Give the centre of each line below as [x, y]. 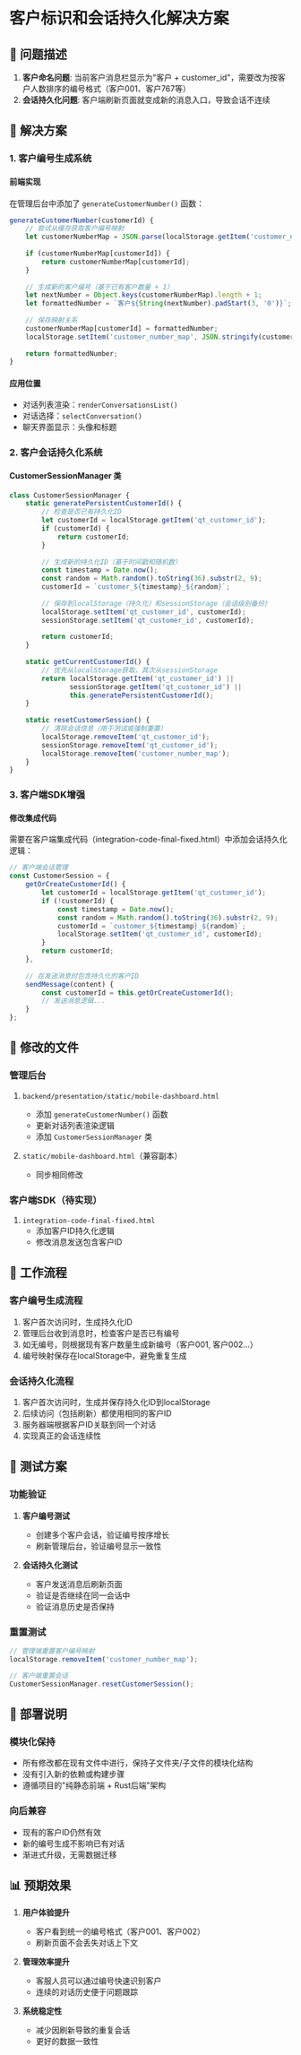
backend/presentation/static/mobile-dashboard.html [120, 1096]
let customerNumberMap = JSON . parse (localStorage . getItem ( [138, 237]
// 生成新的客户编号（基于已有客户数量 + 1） [99, 287]
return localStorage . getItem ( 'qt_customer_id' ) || [138, 678]
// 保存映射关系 [52, 320]
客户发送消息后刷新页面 [79, 1584]
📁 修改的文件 [44, 1048]
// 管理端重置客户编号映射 [52, 1651]
